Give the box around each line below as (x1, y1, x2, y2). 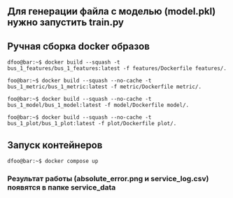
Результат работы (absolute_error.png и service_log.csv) (7, 174, 209, 183)
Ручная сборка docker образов (7, 40, 150, 52)
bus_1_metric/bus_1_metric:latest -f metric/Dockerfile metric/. (7, 83, 202, 90)
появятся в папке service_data (7, 182, 116, 192)
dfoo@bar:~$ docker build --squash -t (7, 59, 120, 66)
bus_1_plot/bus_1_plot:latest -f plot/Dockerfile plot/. (7, 120, 177, 127)
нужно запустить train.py (7, 17, 125, 29)
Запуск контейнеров (7, 139, 103, 151)
